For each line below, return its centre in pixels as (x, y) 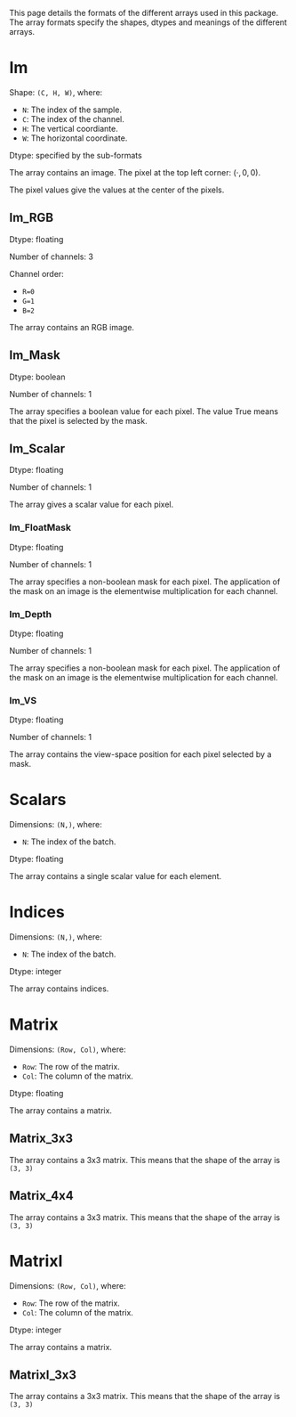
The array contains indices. (59, 989)
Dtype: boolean (37, 377)
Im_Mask (35, 355)
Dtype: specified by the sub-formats (76, 155)
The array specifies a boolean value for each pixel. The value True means (144, 411)
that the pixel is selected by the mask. (79, 420)
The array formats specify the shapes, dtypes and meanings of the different (148, 22)
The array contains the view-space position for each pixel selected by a (140, 754)
